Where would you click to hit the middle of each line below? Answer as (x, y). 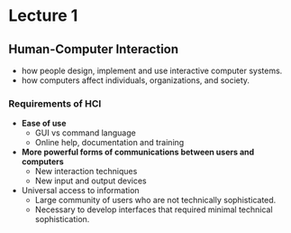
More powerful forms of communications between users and (138, 152)
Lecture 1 (43, 16)
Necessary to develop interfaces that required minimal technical (154, 210)
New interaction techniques (86, 172)
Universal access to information (81, 191)
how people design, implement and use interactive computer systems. (152, 70)
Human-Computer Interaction (94, 49)
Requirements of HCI (55, 103)
